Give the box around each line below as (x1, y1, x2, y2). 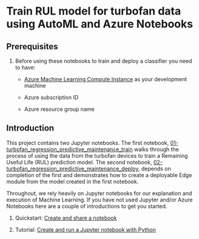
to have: (15, 64, 36, 71)
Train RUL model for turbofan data (6, 4, 181, 18)
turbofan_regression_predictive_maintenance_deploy (6, 165, 138, 172)
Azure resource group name (24, 106, 95, 113)
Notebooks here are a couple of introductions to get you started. (6, 202, 167, 210)
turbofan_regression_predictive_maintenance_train (6, 146, 133, 153)
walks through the (133, 146, 180, 153)
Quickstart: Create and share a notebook (15, 214, 117, 221)
